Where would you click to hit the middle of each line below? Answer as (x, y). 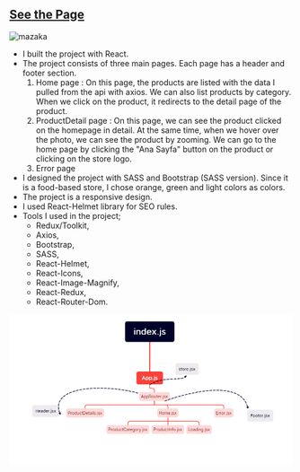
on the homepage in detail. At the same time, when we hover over (157, 130)
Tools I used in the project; (71, 215)
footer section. (49, 73)
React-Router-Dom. (72, 302)
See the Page (47, 15)
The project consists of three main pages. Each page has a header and (154, 63)
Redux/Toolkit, (62, 225)
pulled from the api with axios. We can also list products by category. (163, 92)
